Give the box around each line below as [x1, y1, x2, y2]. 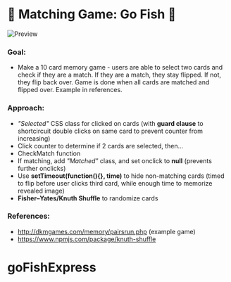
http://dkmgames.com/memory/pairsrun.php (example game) [17, 227, 196, 236]
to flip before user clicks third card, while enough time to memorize [17, 179, 213, 187]
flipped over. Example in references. [17, 86, 123, 94]
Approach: [7, 103, 45, 113]
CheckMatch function [17, 149, 81, 158]
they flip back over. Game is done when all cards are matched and [17, 78, 210, 86]
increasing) [17, 134, 51, 143]
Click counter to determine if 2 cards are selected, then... [17, 141, 184, 150]
